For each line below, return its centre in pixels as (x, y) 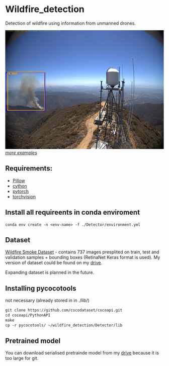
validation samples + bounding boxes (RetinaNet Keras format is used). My (83, 257)
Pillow (19, 180)
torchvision (24, 197)
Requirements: (29, 169)
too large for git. (22, 358)
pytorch (21, 191)
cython (20, 186)
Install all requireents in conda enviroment (72, 212)
